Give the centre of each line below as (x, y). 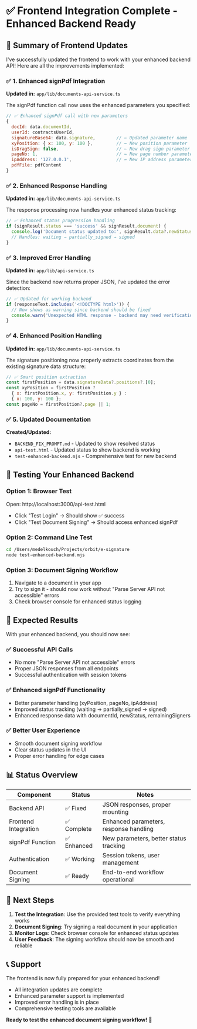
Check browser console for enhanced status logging (78, 602)
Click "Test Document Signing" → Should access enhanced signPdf (96, 522)
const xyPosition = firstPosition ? (51, 388)
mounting (116, 811)
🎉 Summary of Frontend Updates (67, 45)
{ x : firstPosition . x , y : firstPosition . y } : (69, 393)
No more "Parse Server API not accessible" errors (75, 662)
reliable (23, 946)
